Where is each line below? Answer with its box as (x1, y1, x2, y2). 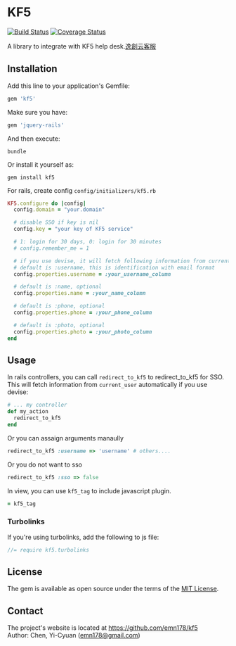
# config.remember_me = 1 (13, 244, 90, 252)
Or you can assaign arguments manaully (7, 433, 124, 442)
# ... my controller (7, 402, 68, 409)
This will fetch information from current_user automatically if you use (7, 381, 208, 389)
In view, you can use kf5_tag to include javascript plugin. (7, 486, 172, 495)
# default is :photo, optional (13, 322, 105, 329)
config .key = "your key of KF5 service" (13, 226, 133, 233)
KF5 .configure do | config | (7, 200, 86, 207)
